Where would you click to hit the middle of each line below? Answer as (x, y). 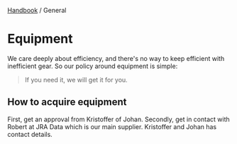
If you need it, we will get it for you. (76, 79)
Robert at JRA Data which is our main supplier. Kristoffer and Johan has (112, 126)
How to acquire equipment (67, 102)
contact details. (30, 134)
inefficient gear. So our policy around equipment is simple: (93, 66)
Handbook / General (37, 10)
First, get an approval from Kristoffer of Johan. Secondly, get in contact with (118, 119)
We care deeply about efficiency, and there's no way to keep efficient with (116, 58)
